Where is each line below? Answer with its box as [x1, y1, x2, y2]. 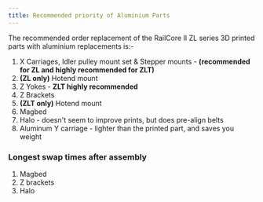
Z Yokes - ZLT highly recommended [19, 82, 139, 91]
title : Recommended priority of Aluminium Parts [8, 11, 170, 20]
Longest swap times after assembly [8, 151, 148, 162]
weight [19, 131, 42, 141]
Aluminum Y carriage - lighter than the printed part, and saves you [19, 123, 234, 133]
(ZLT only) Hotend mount [19, 98, 102, 108]
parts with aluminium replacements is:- [8, 41, 134, 51]
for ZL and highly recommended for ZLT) [19, 64, 155, 75]
